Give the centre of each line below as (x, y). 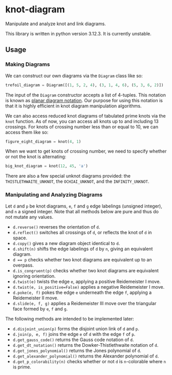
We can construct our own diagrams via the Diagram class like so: (74, 76)
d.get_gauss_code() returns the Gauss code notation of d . (73, 340)
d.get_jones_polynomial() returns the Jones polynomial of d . (77, 350)
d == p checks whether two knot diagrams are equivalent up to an (82, 259)
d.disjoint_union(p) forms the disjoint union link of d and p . (76, 329)
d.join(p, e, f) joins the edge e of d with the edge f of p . (74, 334)
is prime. (22, 367)
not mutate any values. (29, 217)
